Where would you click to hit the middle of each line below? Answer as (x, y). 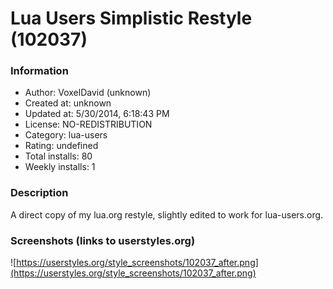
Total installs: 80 (58, 156)
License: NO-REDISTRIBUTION (88, 124)
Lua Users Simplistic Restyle (131, 18)
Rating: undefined (61, 146)
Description (39, 193)
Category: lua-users (66, 135)
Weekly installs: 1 (60, 167)
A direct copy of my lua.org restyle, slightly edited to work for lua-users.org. (167, 214)
